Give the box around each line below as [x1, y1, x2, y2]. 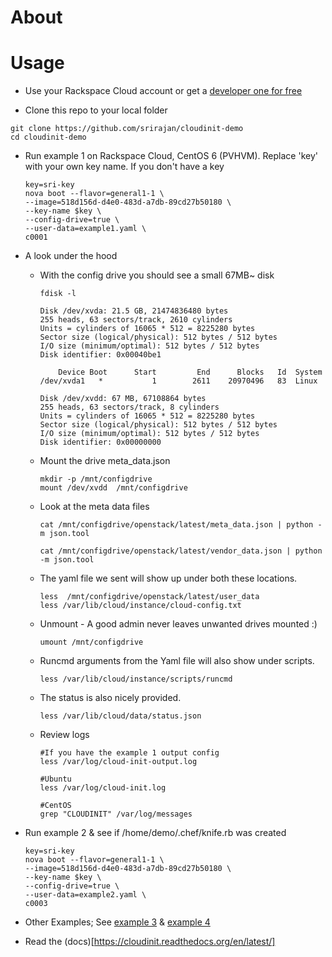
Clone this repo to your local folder [24, 104, 168, 116]
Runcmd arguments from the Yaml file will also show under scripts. [39, 655, 315, 667]
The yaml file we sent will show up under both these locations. [39, 572, 298, 585]
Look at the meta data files [39, 501, 150, 513]
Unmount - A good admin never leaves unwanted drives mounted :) [39, 618, 318, 630]
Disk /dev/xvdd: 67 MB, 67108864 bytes [39, 394, 207, 404]
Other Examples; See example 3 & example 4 [24, 916, 211, 928]
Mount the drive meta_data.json [39, 455, 171, 467]
